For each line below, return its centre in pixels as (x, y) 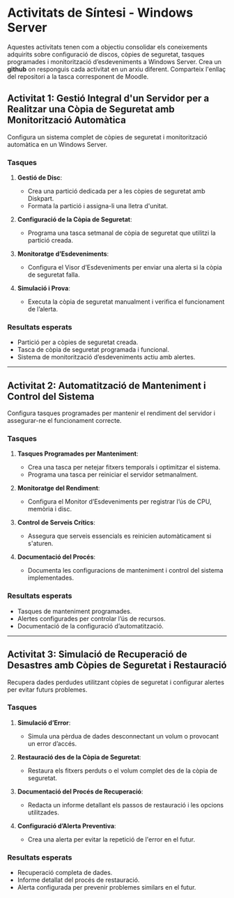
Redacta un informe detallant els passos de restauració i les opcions (126, 805)
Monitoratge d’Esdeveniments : (63, 254)
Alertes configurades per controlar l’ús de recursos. (91, 619)
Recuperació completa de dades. (65, 873)
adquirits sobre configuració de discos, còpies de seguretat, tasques (106, 54)
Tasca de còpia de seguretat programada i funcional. (93, 350)
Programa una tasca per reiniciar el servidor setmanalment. (113, 474)
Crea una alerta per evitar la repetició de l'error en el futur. (111, 839)
